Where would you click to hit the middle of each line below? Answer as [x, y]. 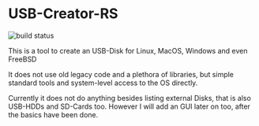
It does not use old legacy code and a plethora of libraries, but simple [121, 74]
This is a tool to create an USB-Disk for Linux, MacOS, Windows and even [128, 50]
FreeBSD [23, 59]
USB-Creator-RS [63, 14]
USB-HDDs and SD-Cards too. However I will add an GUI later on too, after [129, 106]
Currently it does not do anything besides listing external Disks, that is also [129, 98]
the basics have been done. [53, 114]
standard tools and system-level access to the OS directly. [103, 83]
